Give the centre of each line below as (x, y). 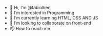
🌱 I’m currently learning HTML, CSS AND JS (54, 18)
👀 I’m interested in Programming (42, 13)
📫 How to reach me (30, 28)
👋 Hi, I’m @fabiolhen (30, 8)
